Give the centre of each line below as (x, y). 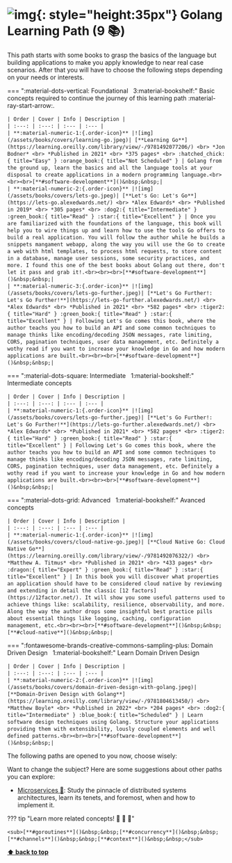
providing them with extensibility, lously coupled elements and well (111, 729)
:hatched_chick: (202, 154)
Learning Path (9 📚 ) (66, 31)
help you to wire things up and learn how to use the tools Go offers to (116, 230)
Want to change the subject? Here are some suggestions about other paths (115, 769)
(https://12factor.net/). (44, 597)
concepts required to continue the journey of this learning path (97, 98)
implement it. (36, 805)
